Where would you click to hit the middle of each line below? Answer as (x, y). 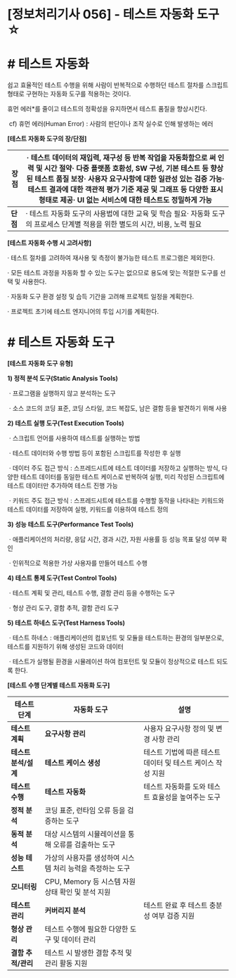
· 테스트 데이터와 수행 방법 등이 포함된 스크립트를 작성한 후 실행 (95, 453)
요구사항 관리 (65, 734)
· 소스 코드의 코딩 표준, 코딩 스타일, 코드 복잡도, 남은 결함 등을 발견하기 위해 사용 (118, 408)
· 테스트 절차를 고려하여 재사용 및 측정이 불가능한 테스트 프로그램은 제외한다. (111, 258)
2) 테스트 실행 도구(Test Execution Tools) (66, 424)
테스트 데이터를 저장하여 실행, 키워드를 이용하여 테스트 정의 (88, 509)
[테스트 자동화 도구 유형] (40, 364)
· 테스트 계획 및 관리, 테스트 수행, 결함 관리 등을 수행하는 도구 (92, 593)
